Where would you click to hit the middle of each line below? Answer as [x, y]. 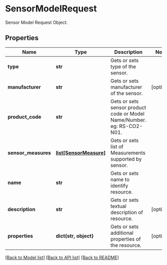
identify [119, 186]
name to [120, 179]
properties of [125, 239]
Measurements [128, 153]
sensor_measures [29, 153]
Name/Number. [128, 120]
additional [122, 233]
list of [117, 146]
